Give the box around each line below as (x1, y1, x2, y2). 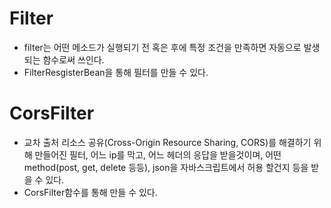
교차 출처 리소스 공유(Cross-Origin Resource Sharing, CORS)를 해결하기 (23, 136, 312, 148)
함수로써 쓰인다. (42, 53, 105, 66)
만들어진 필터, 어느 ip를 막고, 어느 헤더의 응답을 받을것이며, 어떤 (34, 148, 282, 161)
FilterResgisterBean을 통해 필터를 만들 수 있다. (23, 66, 209, 78)
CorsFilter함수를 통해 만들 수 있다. (23, 186, 158, 198)
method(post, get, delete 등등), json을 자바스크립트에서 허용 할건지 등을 (23, 161, 309, 173)
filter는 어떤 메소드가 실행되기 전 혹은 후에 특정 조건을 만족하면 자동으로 (23, 41, 302, 53)
